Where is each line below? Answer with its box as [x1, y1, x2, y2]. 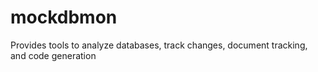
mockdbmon [10, 6, 118, 29]
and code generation [10, 49, 97, 61]
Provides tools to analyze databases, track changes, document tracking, [10, 39, 308, 51]
